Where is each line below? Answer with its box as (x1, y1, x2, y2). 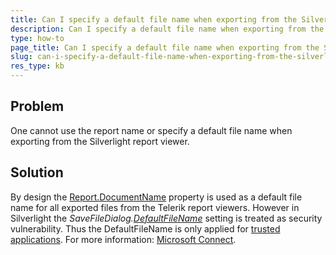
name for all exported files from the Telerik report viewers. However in (10, 201, 300, 213)
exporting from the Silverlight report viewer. (10, 135, 190, 147)
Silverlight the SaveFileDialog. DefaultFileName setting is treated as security (10, 212, 323, 224)
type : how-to (10, 33, 65, 43)
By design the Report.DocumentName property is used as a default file (10, 191, 303, 203)
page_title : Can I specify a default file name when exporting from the (10, 42, 320, 53)
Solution (10, 164, 64, 181)
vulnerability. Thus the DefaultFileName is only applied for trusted (10, 222, 281, 235)
